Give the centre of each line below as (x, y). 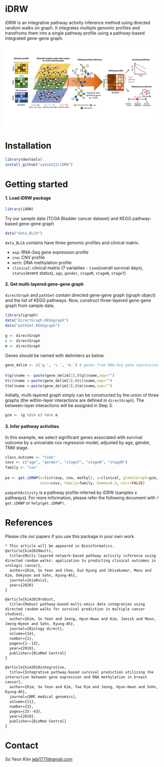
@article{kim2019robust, (30, 599)
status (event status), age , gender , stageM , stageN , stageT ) (69, 273)
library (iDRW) (20, 209)
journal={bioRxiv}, (29, 580)
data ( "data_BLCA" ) (24, 233)
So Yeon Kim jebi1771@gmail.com (39, 759)
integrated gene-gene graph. (34, 38)
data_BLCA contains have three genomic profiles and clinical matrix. (72, 243)
